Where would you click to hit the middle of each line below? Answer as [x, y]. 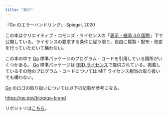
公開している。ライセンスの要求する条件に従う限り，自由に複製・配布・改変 [84, 41]
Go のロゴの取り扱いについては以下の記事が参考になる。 [64, 87]
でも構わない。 [21, 77]
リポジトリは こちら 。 [27, 108]
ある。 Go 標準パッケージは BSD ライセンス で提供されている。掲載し [90, 64]
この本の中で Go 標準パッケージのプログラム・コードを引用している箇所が [82, 58]
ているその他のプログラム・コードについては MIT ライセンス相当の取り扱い [83, 71]
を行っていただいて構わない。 [36, 47]
